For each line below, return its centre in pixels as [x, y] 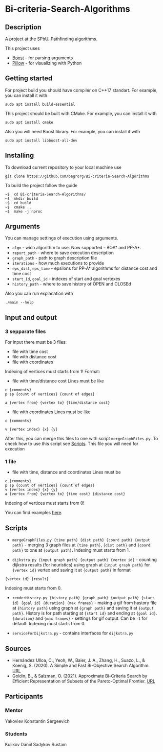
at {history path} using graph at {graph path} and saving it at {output [83, 608]
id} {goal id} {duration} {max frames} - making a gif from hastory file [84, 603]
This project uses [22, 48]
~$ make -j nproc [24, 211]
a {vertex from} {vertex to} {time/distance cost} [58, 403]
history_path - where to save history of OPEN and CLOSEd [71, 284]
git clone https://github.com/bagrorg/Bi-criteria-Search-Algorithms [77, 176]
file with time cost [30, 352]
